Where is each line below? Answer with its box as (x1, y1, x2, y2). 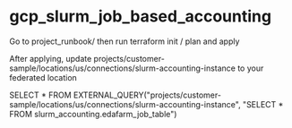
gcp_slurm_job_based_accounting (9, 6, 271, 27)
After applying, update (9, 53, 92, 64)
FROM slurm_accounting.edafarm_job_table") (9, 108, 177, 119)
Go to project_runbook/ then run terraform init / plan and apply (9, 36, 240, 47)
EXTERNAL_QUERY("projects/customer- (73, 90, 222, 100)
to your (236, 63, 264, 73)
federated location (9, 72, 78, 82)
